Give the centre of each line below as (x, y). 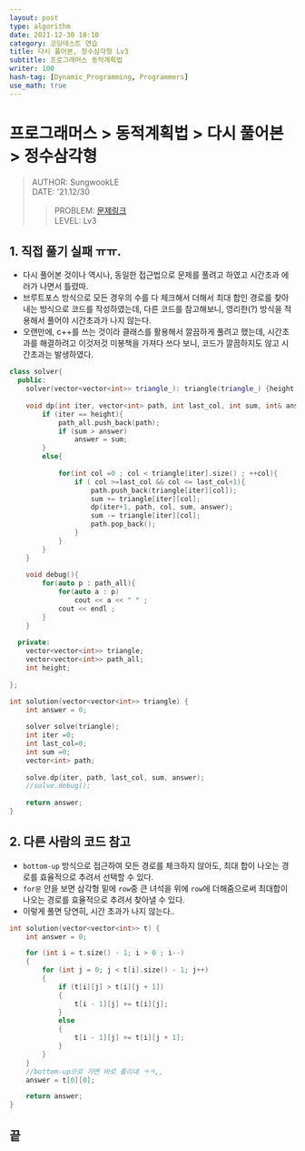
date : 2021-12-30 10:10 (54, 35)
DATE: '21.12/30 (61, 191)
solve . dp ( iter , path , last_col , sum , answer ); (115, 777)
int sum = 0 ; (48, 752)
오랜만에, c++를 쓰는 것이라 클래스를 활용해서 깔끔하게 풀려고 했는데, (144, 332)
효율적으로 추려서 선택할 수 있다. (97, 877)
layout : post (34, 18)
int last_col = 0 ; (57, 743)
